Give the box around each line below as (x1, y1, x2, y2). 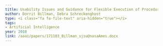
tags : (5, 20, 16, 25)
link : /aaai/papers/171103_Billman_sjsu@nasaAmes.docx (5, 34, 118, 39)
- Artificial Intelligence (5, 25, 60, 30)
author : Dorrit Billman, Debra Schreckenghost (5, 11, 101, 16)
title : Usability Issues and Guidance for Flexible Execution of (5, 7, 140, 12)
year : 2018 (5, 29, 27, 34)
